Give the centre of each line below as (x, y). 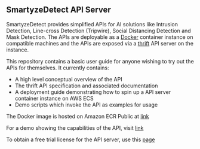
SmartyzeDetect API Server (59, 10)
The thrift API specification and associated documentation (86, 86)
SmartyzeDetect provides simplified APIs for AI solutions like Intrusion (92, 24)
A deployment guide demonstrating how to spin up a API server (93, 92)
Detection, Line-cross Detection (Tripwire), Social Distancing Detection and (99, 31)
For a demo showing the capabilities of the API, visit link (75, 127)
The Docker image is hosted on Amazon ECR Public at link (78, 116)
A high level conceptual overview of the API (68, 79)
